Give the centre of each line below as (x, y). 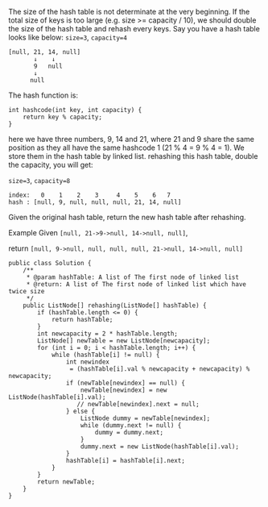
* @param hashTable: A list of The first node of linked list (133, 277)
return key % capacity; (63, 117)
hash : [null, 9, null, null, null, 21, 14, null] (95, 202)
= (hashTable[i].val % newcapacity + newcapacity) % (160, 369)
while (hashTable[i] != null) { (105, 355)
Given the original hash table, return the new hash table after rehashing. (128, 217)
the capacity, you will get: (51, 165)
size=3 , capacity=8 (39, 180)
